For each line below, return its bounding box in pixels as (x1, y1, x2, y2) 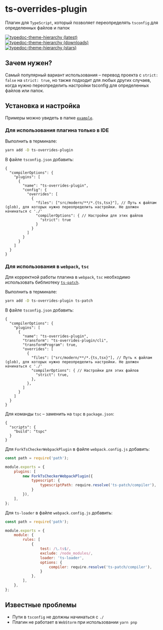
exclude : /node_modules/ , (40, 551, 93, 556)
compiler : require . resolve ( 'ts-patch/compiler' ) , (48, 564, 152, 569)
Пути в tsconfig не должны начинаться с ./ (12, 614, 104, 620)
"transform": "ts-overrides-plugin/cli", (23, 338, 109, 343)
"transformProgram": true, (23, 342, 78, 347)
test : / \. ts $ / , (40, 546, 71, 552)
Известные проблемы (5, 601, 77, 609)
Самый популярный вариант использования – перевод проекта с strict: (5, 72, 158, 78)
